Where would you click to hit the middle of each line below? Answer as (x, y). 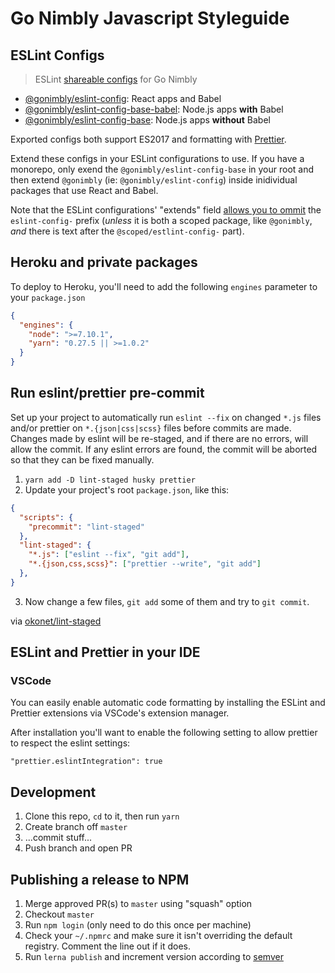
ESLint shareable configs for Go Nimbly (116, 79)
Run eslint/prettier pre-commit (107, 393)
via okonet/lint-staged (56, 621)
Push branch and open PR (78, 848)
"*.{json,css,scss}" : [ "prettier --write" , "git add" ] (145, 564)
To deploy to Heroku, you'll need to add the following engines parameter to (164, 286)
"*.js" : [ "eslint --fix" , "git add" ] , (109, 555)
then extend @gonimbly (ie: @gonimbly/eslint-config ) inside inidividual (154, 180)
